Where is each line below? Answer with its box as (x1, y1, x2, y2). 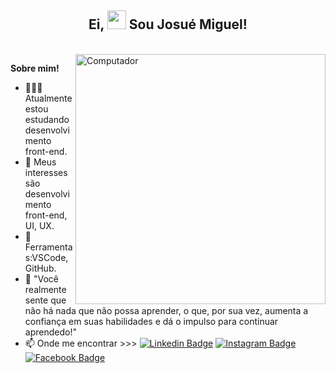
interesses (24, 166, 68, 178)
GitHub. (24, 262, 57, 274)
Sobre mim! (10, 62, 60, 74)
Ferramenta (24, 241, 73, 253)
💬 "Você (24, 272, 59, 285)
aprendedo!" (24, 326, 77, 338)
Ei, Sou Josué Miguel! (88, 16, 248, 33)
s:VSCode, (24, 251, 69, 263)
